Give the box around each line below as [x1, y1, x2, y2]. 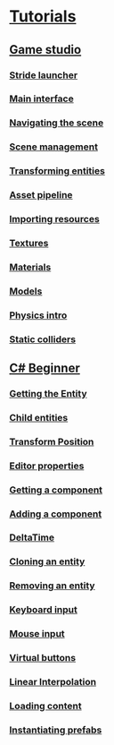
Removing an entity [9, 579, 95, 592]
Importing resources [9, 213, 100, 226]
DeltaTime [9, 531, 55, 544]
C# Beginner [9, 361, 80, 376]
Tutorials [9, 6, 77, 27]
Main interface [9, 92, 74, 105]
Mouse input [9, 628, 65, 640]
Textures [9, 236, 49, 249]
